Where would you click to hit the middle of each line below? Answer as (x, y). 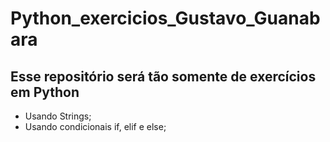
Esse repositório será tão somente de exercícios (163, 76)
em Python (45, 92)
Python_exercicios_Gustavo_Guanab (165, 18)
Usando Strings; (58, 116)
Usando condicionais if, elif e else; (95, 126)
